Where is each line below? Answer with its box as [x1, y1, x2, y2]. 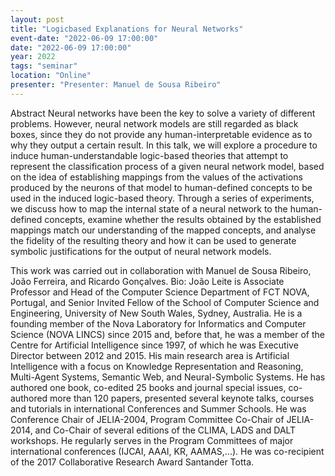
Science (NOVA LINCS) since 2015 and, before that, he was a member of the [10, 328, 325, 340]
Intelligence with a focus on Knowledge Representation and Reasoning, [10, 360, 304, 372]
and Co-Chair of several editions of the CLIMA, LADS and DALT [34, 424, 297, 436]
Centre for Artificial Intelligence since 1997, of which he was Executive [10, 339, 299, 351]
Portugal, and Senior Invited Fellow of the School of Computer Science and [10, 296, 320, 308]
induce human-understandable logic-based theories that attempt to [10, 149, 289, 161]
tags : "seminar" [10, 61, 78, 71]
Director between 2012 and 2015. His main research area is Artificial [10, 349, 290, 361]
